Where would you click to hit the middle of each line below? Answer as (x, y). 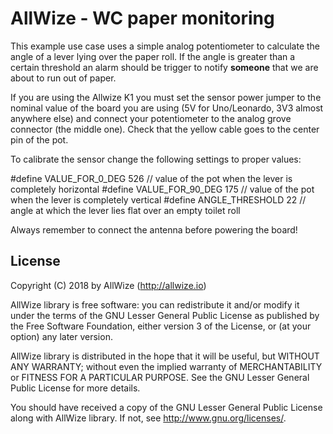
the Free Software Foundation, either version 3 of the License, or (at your (161, 326)
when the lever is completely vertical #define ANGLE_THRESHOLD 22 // (158, 199)
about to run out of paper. (63, 78)
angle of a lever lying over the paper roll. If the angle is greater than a (153, 56)
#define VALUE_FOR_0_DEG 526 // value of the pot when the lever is (151, 178)
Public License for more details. (75, 388)
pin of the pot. (39, 139)
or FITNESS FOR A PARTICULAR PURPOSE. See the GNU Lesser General (160, 377)
